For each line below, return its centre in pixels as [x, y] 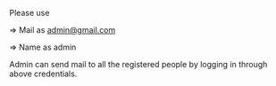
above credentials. [43, 74]
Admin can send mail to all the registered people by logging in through [138, 64]
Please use [29, 13]
